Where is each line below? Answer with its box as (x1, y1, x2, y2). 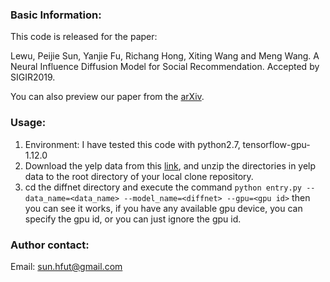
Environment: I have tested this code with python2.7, (24, 138, 241, 150)
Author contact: (10, 238, 90, 252)
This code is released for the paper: (10, 31, 158, 43)
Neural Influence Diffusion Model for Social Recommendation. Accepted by (10, 61, 320, 73)
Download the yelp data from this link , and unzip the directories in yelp (24, 159, 317, 172)
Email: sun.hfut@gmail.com (10, 260, 123, 272)
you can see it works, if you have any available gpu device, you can (24, 202, 303, 214)
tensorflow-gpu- (242, 138, 311, 150)
